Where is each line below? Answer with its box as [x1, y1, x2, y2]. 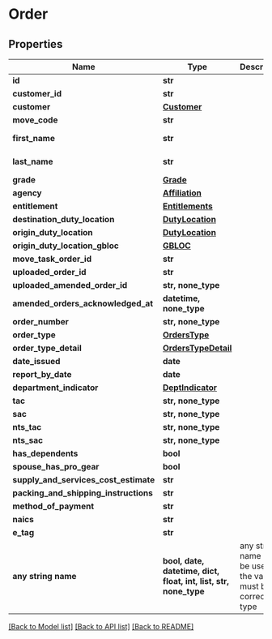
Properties [8, 37, 63, 51]
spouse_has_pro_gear [12, 461, 100, 472]
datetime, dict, [163, 565, 220, 577]
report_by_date [12, 369, 72, 380]
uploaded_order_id [12, 267, 87, 277]
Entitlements [163, 200, 213, 212]
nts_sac [12, 435, 43, 446]
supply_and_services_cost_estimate [12, 474, 155, 485]
